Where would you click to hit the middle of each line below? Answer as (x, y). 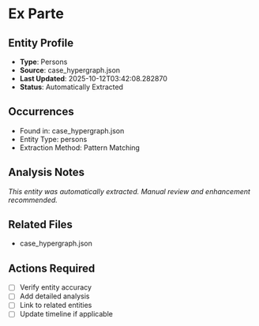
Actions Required (52, 268)
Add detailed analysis (54, 296)
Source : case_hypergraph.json (70, 70)
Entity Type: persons (53, 139)
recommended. (33, 200)
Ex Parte (36, 14)
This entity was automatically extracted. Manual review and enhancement (129, 191)
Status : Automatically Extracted (71, 87)
